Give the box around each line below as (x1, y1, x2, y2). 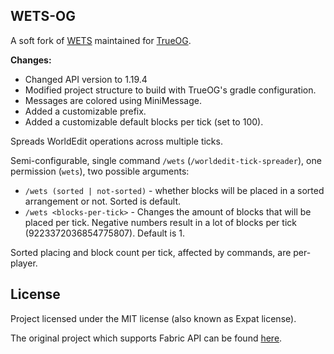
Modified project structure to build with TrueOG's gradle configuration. (24, 84, 317, 96)
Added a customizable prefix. (24, 105, 147, 117)
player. (10, 257, 38, 269)
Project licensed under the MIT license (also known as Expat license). (10, 312, 297, 324)
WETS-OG (10, 8, 76, 25)
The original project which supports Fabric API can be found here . (10, 332, 283, 344)
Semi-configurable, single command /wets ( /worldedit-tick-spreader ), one (10, 154, 322, 166)
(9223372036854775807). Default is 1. (24, 227, 186, 239)
